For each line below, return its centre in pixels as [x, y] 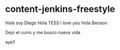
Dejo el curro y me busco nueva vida [43, 32]
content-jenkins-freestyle [60, 9]
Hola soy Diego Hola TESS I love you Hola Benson [56, 23]
